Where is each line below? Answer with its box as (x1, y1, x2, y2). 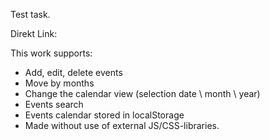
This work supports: (10, 47, 93, 59)
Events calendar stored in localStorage (24, 109, 185, 121)
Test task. (10, 9, 51, 20)
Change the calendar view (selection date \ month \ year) (24, 88, 261, 99)
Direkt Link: (10, 28, 58, 39)
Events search (24, 99, 84, 110)
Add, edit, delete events (24, 67, 123, 78)
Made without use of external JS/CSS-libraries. (24, 120, 220, 131)
